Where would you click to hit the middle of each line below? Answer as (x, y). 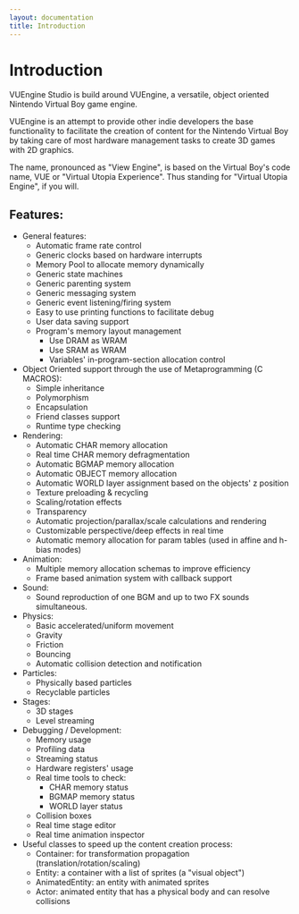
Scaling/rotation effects (79, 503)
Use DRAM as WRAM (88, 341)
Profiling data (60, 749)
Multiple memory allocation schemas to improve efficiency (143, 569)
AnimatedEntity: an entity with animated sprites (122, 883)
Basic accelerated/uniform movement (104, 626)
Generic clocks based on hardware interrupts (119, 255)
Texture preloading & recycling (92, 493)
